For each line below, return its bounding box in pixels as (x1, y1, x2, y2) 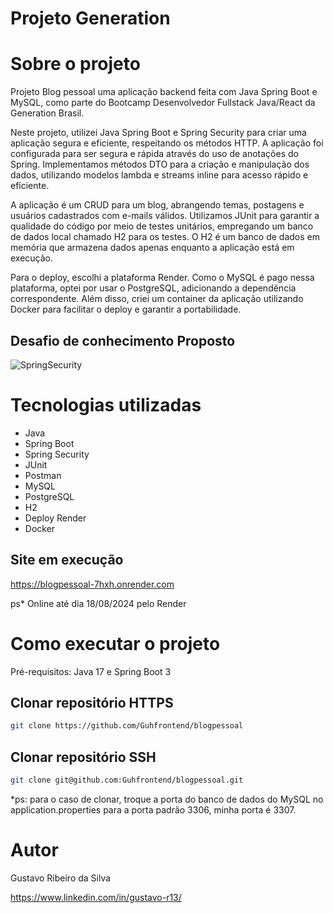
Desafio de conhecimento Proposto (10, 332, 236, 349)
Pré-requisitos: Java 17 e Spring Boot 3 (10, 665, 172, 677)
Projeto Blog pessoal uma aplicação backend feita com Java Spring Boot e (10, 86, 318, 98)
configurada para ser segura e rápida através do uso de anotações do (10, 148, 299, 160)
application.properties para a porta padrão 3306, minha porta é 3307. (10, 804, 297, 816)
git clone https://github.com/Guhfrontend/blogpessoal (10, 721, 244, 731)
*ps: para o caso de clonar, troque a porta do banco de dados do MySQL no (10, 793, 324, 805)
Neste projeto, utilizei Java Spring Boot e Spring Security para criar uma (10, 127, 307, 139)
